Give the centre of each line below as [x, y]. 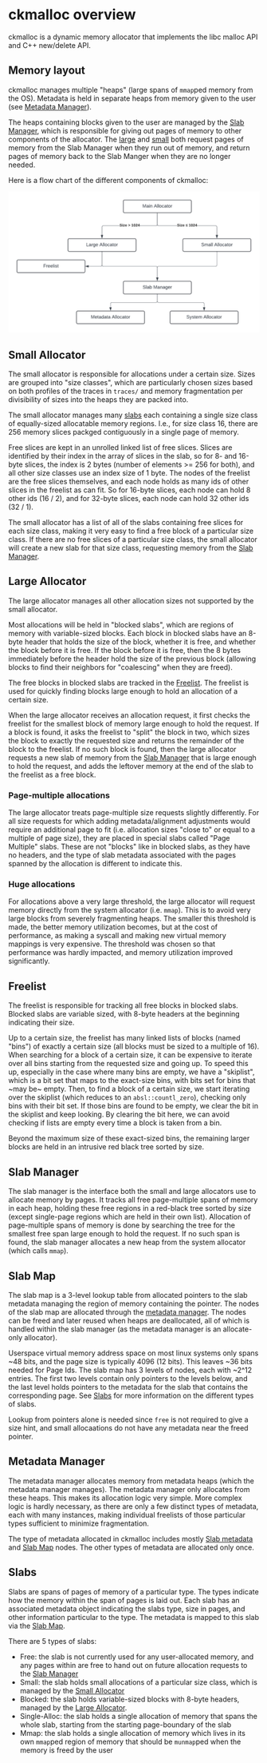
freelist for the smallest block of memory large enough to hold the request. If [134, 723]
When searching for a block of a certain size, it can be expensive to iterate [130, 1055]
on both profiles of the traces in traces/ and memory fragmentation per [126, 391]
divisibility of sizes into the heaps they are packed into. [98, 400]
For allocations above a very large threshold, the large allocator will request [132, 901]
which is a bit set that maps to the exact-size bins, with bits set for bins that [132, 1080]
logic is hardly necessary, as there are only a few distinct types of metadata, [133, 1506]
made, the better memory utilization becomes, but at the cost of [113, 927]
